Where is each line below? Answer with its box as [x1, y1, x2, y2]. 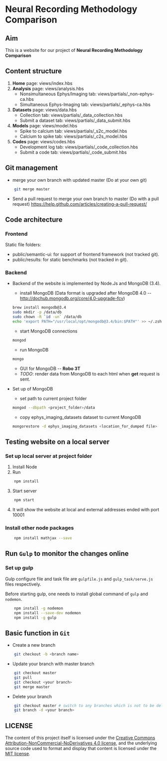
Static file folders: [5, 242, 41, 248]
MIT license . [5, 751, 31, 757]
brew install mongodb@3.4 [12, 305, 66, 310]
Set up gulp [5, 564, 33, 571]
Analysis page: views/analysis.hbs [12, 85, 84, 91]
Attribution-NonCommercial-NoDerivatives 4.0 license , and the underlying [5, 740, 158, 746]
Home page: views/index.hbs [12, 80, 73, 86]
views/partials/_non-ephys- [97, 91, 155, 97]
